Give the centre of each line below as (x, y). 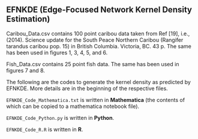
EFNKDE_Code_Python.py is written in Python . (60, 118)
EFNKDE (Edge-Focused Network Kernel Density (99, 10)
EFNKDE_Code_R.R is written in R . (45, 129)
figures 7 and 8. (25, 70)
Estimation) (28, 19)
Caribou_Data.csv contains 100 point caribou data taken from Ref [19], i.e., (98, 33)
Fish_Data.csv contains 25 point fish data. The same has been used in (93, 64)
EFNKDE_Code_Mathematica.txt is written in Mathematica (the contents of (95, 100)
